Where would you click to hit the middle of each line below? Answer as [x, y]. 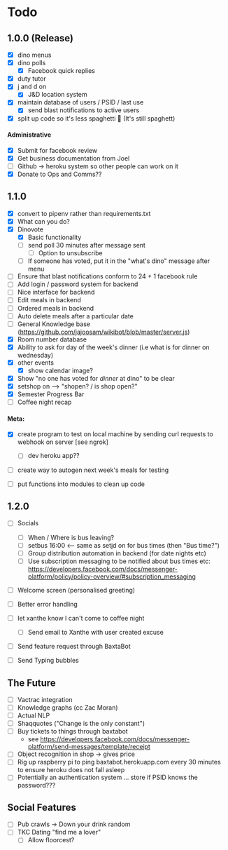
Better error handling [48, 604]
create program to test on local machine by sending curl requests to [115, 434]
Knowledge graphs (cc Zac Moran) [67, 708]
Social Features [42, 807]
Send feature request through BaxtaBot [74, 647]
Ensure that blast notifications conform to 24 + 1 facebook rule [107, 276]
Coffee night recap [44, 402]
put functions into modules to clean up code [81, 484]
